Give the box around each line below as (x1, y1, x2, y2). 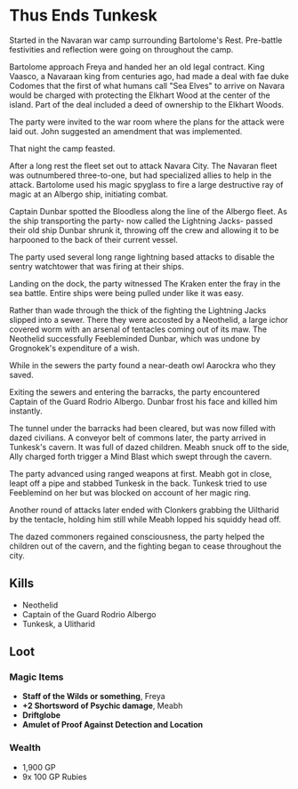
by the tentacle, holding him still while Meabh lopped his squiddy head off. (9, 513, 282, 525)
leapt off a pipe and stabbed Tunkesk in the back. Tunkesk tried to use (9, 478, 268, 488)
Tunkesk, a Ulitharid (21, 618, 96, 629)
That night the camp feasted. (9, 143, 116, 154)
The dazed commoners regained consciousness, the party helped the (9, 531, 265, 542)
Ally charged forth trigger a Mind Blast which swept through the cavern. (9, 451, 272, 462)
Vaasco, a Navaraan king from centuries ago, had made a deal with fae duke (9, 70, 289, 81)
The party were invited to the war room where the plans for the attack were (9, 117, 285, 127)
